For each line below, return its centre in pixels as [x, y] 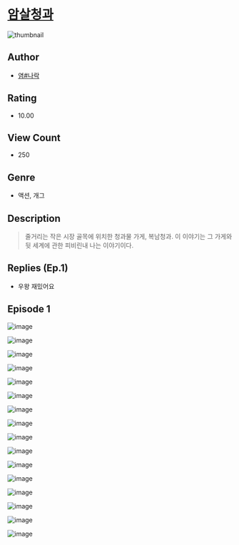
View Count [34, 137]
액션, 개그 [31, 195]
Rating [22, 98]
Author [23, 57]
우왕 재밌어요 [36, 286]
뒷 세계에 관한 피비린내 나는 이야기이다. [79, 245]
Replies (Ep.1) [38, 268]
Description [34, 218]
